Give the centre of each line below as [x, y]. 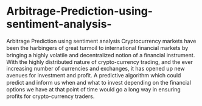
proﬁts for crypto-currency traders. [50, 96]
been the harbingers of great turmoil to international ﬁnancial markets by [97, 48]
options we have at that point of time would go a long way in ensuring [93, 89]
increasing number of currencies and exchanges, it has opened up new [96, 68]
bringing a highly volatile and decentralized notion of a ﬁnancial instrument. [101, 55]
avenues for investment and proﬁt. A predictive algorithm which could [94, 75]
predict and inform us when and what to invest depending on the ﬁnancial [99, 82]
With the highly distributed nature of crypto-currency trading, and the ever [100, 62]
